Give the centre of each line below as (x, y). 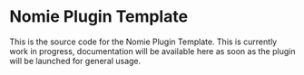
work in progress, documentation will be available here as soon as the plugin (152, 51)
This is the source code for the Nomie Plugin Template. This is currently (143, 42)
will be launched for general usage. (75, 61)
